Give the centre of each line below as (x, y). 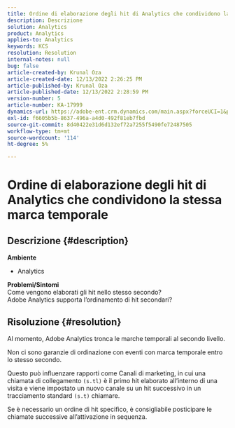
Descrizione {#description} (68, 240)
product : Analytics (36, 33)
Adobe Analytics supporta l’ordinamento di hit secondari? (90, 300)
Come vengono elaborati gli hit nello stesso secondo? (85, 293)
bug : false (23, 66)
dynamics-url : (28, 112)
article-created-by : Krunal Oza (54, 72)
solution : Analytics (37, 27)
